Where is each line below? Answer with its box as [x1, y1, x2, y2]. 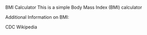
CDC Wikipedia [5, 24, 37, 30]
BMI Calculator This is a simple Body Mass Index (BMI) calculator [5, 5, 142, 10]
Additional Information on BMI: [5, 14, 69, 20]
